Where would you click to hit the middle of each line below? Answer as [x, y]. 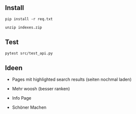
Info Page [22, 98]
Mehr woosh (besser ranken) [41, 89]
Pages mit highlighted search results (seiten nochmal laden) [72, 79]
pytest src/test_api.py [29, 53]
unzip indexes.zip [23, 27]
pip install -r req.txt [29, 19]
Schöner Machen [29, 107]
